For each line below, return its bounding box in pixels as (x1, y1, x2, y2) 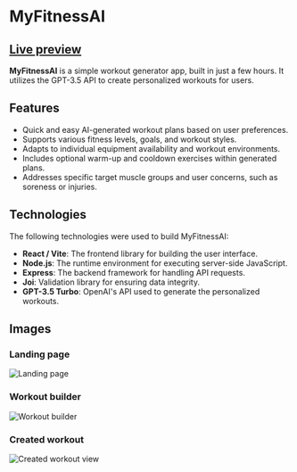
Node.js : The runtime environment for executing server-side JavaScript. (21, 257, 288, 269)
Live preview (9, 42, 82, 57)
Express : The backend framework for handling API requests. (21, 267, 245, 277)
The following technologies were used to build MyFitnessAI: (9, 230, 229, 242)
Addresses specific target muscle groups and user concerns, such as (21, 171, 278, 182)
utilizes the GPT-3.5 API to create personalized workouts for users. (9, 75, 254, 86)
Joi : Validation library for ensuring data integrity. (21, 277, 201, 287)
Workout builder (9, 391, 82, 403)
